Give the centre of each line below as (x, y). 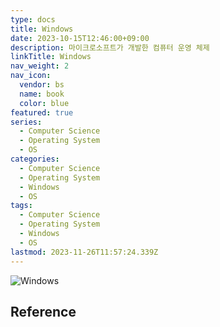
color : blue (44, 103)
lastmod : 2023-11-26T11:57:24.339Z (84, 252)
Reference (43, 311)
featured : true (42, 112)
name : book (42, 94)
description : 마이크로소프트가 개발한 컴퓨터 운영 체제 (110, 47)
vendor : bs (42, 85)
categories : (35, 159)
